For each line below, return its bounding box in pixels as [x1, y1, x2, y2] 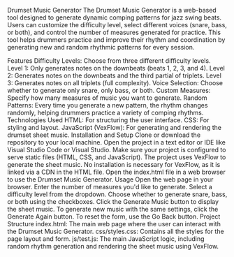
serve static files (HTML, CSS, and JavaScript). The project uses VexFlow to [7, 153, 226, 161]
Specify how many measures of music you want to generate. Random [7, 94, 207, 102]
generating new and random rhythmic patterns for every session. [7, 43, 195, 51]
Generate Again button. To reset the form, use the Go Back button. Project [7, 212, 221, 221]
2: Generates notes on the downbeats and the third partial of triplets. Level [7, 71, 222, 80]
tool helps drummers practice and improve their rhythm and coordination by [7, 36, 226, 44]
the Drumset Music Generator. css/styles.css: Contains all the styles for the [7, 227, 225, 235]
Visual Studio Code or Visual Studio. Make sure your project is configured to [7, 146, 226, 154]
